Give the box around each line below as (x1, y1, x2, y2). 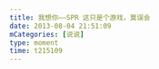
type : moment (9, 38, 59, 47)
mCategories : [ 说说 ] (9, 30, 84, 39)
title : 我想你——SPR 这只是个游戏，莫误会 (9, 13, 151, 22)
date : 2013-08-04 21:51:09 (9, 22, 112, 30)
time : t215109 (9, 47, 64, 56)
